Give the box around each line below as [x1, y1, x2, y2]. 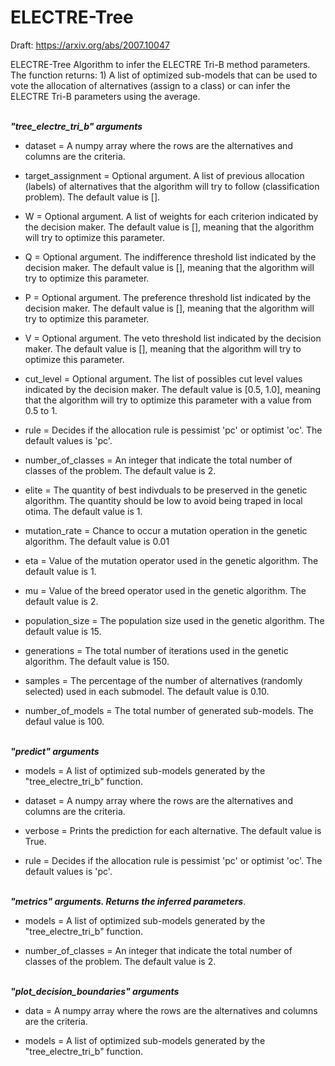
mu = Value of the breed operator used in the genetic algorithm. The [24, 584, 307, 596]
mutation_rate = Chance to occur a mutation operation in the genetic [24, 524, 308, 536]
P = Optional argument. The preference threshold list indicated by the [24, 291, 312, 303]
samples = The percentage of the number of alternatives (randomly [24, 674, 303, 686]
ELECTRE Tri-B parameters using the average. [10, 90, 201, 102]
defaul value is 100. [24, 715, 105, 727]
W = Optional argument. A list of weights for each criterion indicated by [24, 210, 319, 222]
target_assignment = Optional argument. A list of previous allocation [24, 169, 305, 181]
